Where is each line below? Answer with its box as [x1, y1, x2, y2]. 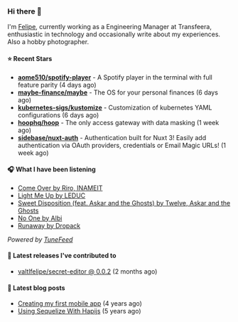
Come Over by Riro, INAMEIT [17, 183, 103, 192]
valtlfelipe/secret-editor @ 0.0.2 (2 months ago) [17, 267, 158, 276]
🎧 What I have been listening [7, 165, 96, 173]
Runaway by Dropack [17, 221, 81, 230]
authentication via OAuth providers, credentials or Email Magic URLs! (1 [17, 141, 226, 149]
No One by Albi [17, 213, 63, 222]
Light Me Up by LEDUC [17, 191, 86, 200]
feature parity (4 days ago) [17, 80, 97, 89]
